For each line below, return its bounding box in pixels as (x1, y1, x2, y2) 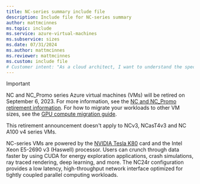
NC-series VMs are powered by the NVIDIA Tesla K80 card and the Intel (6, 140, 183, 147)
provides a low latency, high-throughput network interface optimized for (6, 165, 183, 172)
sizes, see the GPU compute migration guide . (6, 110, 117, 118)
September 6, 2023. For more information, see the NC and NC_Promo (6, 98, 177, 105)
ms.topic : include (6, 25, 52, 31)
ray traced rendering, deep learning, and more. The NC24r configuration (6, 158, 184, 166)
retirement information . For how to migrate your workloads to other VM (6, 104, 180, 112)
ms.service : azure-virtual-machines (6, 31, 97, 37)
